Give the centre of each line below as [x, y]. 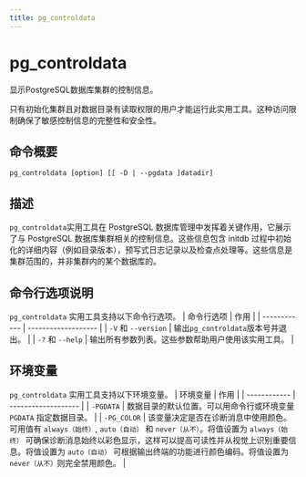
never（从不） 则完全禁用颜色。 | [67, 462]
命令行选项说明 [51, 293]
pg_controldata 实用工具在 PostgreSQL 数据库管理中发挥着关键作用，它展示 [150, 227]
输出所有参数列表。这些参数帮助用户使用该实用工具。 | [192, 339]
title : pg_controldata [52, 18]
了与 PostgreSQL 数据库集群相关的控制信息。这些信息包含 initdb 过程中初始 [150, 239]
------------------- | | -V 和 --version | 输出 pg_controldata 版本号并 [153, 328]
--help [71, 340]
